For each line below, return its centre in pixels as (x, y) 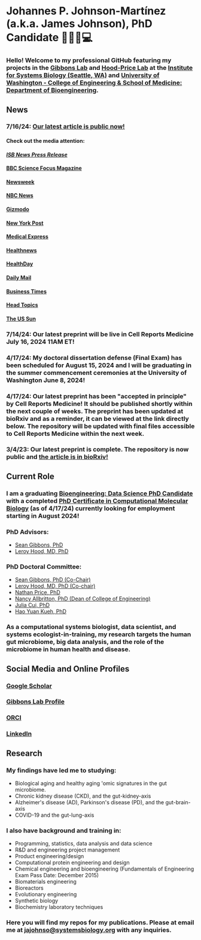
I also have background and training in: (64, 831)
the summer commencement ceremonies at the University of (97, 373)
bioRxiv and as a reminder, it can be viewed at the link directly (98, 419)
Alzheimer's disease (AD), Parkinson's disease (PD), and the (89, 802)
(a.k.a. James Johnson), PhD (79, 24)
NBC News (20, 196)
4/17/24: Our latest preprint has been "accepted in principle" (97, 396)
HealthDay (20, 264)
